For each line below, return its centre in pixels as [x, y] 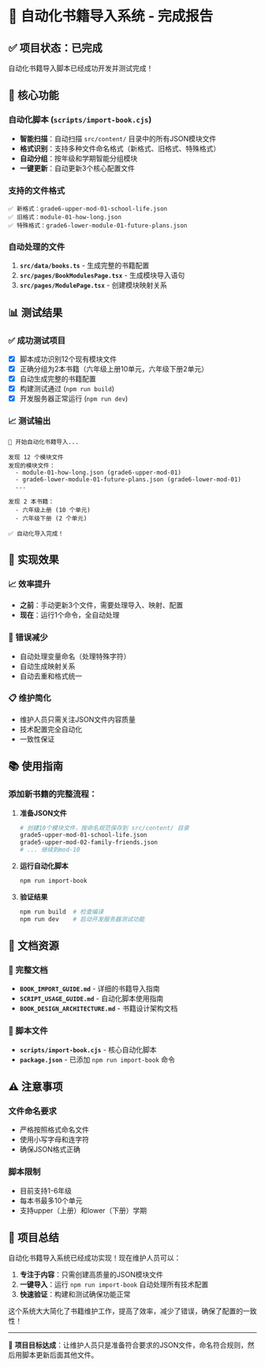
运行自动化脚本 [44, 866]
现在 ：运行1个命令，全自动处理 [69, 615]
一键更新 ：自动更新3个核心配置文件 [77, 168]
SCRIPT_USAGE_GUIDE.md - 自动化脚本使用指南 [91, 999]
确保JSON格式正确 [50, 1149]
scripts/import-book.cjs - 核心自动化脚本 [88, 1049]
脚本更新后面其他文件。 [60, 1355]
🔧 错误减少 [28, 637]
